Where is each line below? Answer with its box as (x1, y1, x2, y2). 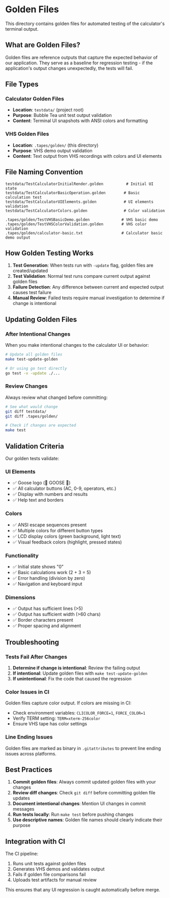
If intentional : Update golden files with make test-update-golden (12, 670, 148, 676)
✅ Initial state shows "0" (12, 563, 64, 570)
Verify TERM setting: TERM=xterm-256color (12, 715, 101, 721)
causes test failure (12, 290, 52, 296)
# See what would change (5, 404, 58, 409)
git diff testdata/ (5, 409, 47, 414)
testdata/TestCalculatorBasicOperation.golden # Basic (5, 190, 140, 195)
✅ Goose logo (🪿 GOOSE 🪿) (12, 480, 71, 486)
